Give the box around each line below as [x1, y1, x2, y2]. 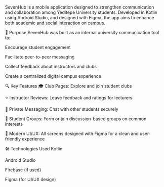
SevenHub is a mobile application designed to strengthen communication [5, 4, 154, 10]
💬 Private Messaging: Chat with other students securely [5, 106, 119, 112]
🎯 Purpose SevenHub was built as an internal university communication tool [5, 30, 160, 35]
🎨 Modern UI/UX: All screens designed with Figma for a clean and [5, 131, 139, 137]
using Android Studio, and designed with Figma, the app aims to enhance [5, 15, 155, 20]
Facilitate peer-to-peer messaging [5, 54, 75, 60]
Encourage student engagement [5, 45, 71, 50]
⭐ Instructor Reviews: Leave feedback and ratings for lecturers [5, 95, 133, 100]
